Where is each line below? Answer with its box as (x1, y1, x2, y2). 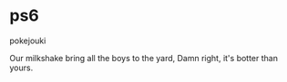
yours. (9, 62, 34, 73)
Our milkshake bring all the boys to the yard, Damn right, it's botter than (9, 52, 278, 63)
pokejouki (9, 35, 46, 46)
